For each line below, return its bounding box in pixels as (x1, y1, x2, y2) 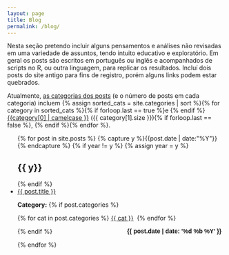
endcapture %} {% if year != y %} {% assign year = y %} (27, 142, 189, 150)
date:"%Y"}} (181, 134, 218, 143)
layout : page (7, 10, 45, 17)
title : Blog (7, 17, 41, 23)
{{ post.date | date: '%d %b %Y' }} (126, 227, 222, 235)
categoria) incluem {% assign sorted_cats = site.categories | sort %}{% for (7, 99, 220, 108)
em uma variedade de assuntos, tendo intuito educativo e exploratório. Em (7, 49, 219, 57)
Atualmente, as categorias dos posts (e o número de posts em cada (7, 92, 200, 100)
